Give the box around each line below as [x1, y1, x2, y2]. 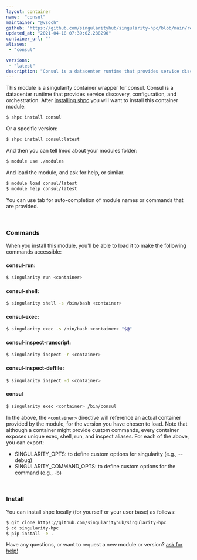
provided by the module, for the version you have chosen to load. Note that [6, 420, 188, 427]
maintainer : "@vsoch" [6, 19, 59, 25]
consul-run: [6, 262, 36, 269]
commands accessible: [6, 248, 62, 255]
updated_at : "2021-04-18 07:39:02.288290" [6, 31, 111, 36]
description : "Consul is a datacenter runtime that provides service [6, 68, 180, 74]
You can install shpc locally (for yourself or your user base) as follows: [6, 508, 176, 515]
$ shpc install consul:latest [6, 136, 80, 143]
